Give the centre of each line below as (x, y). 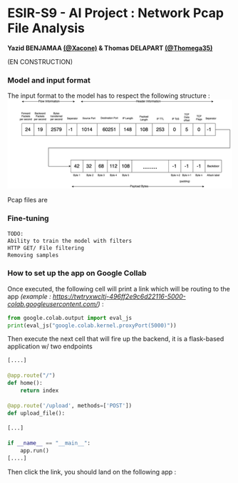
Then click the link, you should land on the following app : (92, 472)
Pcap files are (27, 200)
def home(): (25, 383)
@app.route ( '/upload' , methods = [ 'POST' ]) (70, 405)
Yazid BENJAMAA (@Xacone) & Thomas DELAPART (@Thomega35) (110, 48)
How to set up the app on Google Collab (77, 274)
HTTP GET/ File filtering (46, 248)
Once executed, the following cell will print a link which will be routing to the (119, 289)
